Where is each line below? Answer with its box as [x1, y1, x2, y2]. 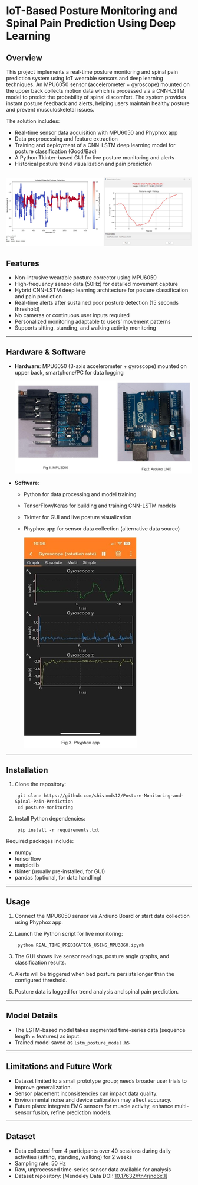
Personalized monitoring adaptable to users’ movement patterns [14, 318, 171, 325]
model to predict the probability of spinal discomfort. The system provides [6, 93, 187, 100]
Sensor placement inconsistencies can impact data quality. [14, 1090, 158, 1097]
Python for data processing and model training [23, 491, 137, 498]
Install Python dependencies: [14, 815, 85, 822]
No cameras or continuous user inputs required [14, 312, 130, 319]
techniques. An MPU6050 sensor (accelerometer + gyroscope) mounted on [6, 81, 190, 88]
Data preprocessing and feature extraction [14, 135, 118, 142]
